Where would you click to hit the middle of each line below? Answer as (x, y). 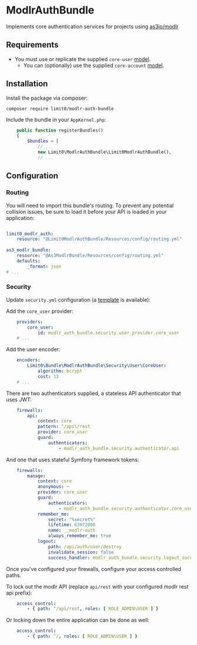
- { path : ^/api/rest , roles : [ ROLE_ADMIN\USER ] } (93, 609)
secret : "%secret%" (72, 519)
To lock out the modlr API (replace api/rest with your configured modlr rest (97, 586)
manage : (36, 476)
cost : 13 (48, 376)
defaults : (29, 261)
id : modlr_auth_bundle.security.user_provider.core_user (108, 333)
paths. (14, 575)
